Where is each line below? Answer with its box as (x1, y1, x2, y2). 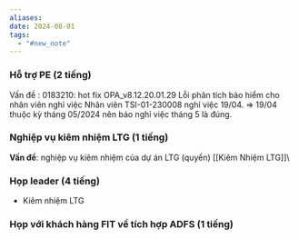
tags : (9, 30, 30, 39)
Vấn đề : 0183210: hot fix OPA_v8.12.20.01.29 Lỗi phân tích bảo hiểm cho (9, 89, 280, 100)
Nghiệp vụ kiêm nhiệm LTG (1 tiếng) (9, 131, 169, 144)
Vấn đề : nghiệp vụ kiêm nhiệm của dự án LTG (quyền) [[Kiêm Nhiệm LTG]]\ (9, 152, 290, 163)
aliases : (9, 13, 43, 23)
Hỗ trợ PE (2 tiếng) (9, 69, 92, 82)
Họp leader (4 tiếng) (9, 174, 100, 187)
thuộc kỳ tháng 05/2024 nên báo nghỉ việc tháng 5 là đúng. (9, 108, 233, 119)
